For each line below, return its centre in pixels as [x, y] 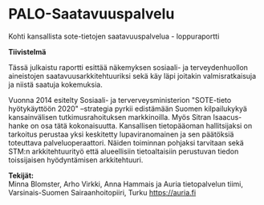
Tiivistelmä [27, 51]
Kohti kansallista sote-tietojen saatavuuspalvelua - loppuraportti [114, 36]
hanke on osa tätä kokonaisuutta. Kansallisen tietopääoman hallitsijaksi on [130, 125]
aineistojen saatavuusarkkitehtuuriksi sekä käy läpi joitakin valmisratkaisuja [132, 76]
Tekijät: [21, 175]
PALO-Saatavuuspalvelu [91, 14]
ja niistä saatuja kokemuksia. [55, 84]
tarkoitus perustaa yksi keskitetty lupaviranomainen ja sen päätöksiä [121, 134]
